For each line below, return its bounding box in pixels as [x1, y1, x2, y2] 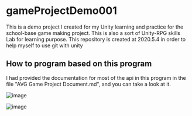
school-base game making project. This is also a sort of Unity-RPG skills [6, 29, 180, 36]
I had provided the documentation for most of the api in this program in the [6, 74, 186, 81]
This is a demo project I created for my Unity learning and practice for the [6, 23, 184, 30]
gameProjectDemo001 [6, 4, 117, 17]
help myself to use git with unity [6, 42, 83, 49]
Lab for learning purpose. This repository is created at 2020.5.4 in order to [6, 36, 186, 43]
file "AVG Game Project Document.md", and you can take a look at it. [6, 80, 172, 87]
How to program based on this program [6, 59, 152, 69]
